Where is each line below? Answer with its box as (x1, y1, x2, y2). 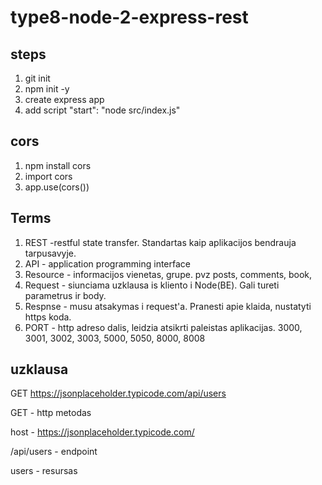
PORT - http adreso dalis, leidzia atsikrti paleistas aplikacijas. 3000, (24, 321, 303, 333)
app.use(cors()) (24, 181, 90, 193)
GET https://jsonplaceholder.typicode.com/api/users (10, 387, 227, 400)
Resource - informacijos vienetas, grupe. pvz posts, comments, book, (24, 268, 313, 280)
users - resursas (10, 465, 78, 477)
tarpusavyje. (24, 247, 77, 259)
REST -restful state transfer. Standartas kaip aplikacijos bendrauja (24, 236, 297, 248)
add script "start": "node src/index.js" (24, 104, 181, 116)
